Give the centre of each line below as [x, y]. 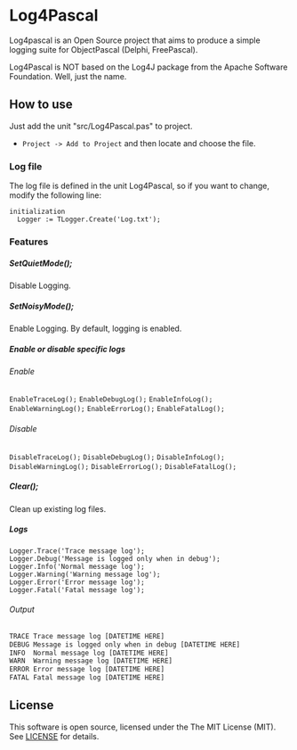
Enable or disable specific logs [68, 349]
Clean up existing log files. [58, 508]
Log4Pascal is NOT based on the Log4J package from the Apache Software [148, 67]
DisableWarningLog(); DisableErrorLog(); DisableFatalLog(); [123, 466]
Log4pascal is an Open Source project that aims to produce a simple [135, 40]
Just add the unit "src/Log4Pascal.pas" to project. [101, 126]
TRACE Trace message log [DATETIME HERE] [87, 636]
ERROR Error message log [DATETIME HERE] [87, 670]
